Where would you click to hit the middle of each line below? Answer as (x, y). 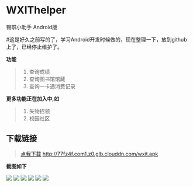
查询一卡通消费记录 (52, 86)
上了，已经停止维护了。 (34, 47)
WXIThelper (36, 10)
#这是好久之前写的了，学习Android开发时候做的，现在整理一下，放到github (96, 39)
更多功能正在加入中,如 (33, 98)
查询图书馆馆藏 (47, 79)
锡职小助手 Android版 (32, 27)
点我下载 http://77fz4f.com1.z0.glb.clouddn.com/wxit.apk (89, 154)
